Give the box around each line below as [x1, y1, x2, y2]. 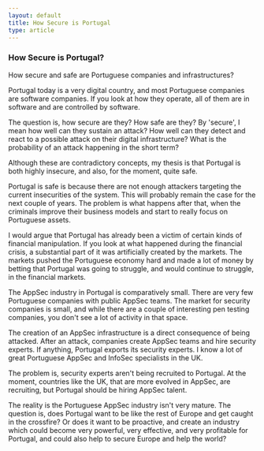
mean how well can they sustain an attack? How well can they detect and [8, 125, 246, 135]
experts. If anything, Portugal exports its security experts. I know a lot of [8, 345, 243, 354]
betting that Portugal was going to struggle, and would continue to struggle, [8, 263, 255, 273]
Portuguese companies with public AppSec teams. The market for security [8, 296, 251, 305]
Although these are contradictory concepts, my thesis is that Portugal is [8, 158, 241, 167]
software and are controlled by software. [8, 102, 140, 111]
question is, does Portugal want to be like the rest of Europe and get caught [8, 408, 254, 418]
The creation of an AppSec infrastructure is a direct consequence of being [8, 328, 251, 337]
